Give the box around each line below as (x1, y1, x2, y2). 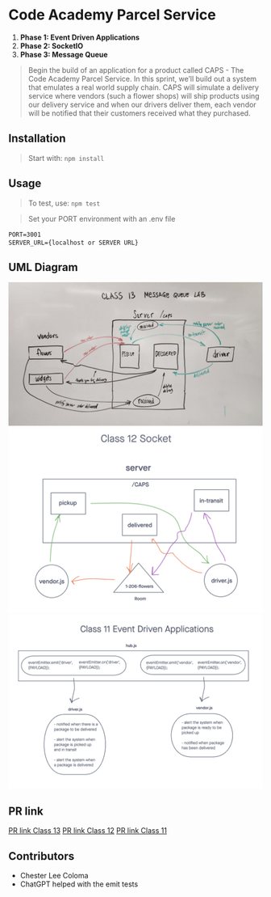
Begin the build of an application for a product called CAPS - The (27, 65, 244, 74)
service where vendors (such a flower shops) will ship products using (27, 91, 260, 100)
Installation (8, 132, 66, 146)
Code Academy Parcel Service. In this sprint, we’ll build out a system (27, 74, 256, 83)
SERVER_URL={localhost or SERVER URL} (8, 239, 139, 247)
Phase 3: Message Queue (19, 49, 108, 59)
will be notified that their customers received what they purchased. (27, 108, 252, 118)
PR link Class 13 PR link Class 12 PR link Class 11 (8, 826, 168, 836)
